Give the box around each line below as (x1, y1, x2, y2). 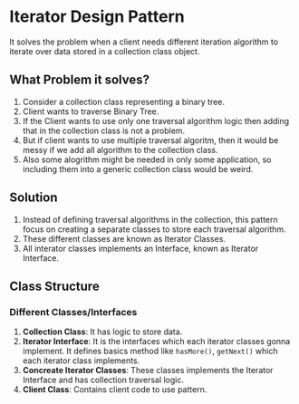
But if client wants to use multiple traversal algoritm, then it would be (22, 134, 279, 146)
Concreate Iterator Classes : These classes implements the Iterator (22, 365, 274, 376)
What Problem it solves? (9, 72, 149, 88)
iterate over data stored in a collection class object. (9, 45, 200, 56)
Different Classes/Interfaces (9, 305, 138, 318)
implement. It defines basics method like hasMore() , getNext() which (22, 346, 278, 357)
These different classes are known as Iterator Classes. (22, 233, 227, 244)
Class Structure (9, 278, 100, 293)
